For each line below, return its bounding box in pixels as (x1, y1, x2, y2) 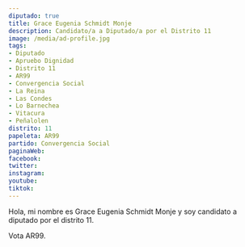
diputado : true (8, 11, 60, 20)
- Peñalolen (8, 117, 49, 125)
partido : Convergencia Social (8, 139, 111, 148)
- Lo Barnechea (8, 102, 60, 110)
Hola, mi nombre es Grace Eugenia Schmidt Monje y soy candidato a (8, 207, 237, 216)
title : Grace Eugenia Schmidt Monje (8, 19, 132, 27)
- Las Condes (8, 94, 53, 103)
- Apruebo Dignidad (8, 57, 74, 65)
